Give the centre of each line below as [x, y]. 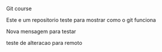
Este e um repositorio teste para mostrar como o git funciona [81, 20]
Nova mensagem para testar [41, 31]
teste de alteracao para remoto [44, 43]
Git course [19, 9]
